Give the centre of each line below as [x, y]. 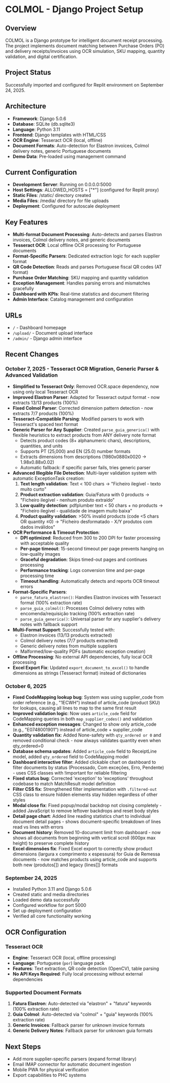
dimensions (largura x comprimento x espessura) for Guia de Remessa [86, 854]
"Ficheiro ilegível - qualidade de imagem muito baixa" [76, 510]
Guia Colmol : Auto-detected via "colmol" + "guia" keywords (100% [83, 1014]
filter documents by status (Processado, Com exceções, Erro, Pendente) [88, 767]
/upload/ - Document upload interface [53, 333]
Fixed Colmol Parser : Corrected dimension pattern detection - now [83, 408]
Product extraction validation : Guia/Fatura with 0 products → [85, 494]
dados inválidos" [38, 527]
